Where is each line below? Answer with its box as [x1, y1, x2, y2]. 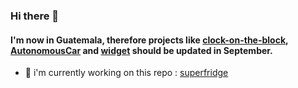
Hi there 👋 [10, 9, 60, 23]
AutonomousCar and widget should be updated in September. [10, 44, 273, 56]
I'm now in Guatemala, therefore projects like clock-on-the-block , [10, 34, 289, 46]
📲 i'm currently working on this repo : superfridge [24, 67, 229, 79]
